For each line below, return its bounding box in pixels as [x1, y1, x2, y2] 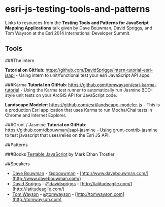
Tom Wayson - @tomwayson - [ [12, 191, 77, 197]
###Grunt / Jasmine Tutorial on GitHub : [5, 121, 87, 127]
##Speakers [5, 161, 30, 167]
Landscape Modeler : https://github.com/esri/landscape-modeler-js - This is [5, 102, 160, 108]
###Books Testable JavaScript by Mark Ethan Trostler [5, 151, 115, 157]
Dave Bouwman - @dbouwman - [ [12, 170, 82, 176]
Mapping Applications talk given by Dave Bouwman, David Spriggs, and [5, 25, 153, 30]
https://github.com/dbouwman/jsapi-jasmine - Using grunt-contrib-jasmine [5, 127, 158, 133]
